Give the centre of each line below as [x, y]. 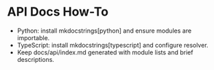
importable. [33, 37]
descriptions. [36, 59]
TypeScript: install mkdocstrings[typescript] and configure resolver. [112, 45]
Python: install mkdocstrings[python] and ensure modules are [104, 31]
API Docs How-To [58, 12]
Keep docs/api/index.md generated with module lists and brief [105, 52]
